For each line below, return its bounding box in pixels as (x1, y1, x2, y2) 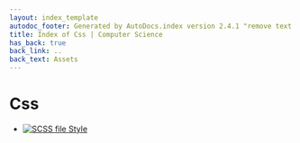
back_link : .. (9, 47, 63, 56)
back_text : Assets (9, 55, 78, 64)
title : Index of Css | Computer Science (9, 30, 164, 39)
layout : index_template (9, 13, 99, 22)
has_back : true (9, 38, 67, 48)
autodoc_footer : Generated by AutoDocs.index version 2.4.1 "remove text (9, 22, 293, 31)
